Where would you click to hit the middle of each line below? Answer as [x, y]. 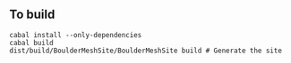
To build [32, 15]
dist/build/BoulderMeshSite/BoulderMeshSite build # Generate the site [145, 51]
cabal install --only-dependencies [76, 35]
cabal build [31, 43]
